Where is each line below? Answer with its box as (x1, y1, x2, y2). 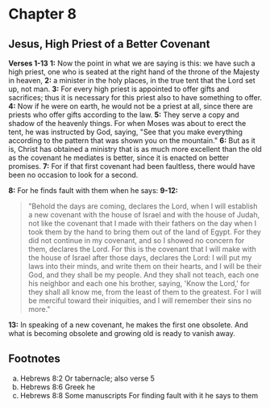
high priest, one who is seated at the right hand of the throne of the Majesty (8, 67, 260, 77)
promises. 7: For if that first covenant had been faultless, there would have (8, 162, 255, 170)
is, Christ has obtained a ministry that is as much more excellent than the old (8, 145, 262, 154)
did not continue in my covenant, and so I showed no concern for (27, 236, 245, 245)
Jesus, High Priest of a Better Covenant (8, 37, 210, 51)
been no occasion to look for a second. (8, 170, 139, 179)
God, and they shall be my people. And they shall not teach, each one (27, 270, 260, 280)
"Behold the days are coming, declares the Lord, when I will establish (27, 201, 258, 211)
